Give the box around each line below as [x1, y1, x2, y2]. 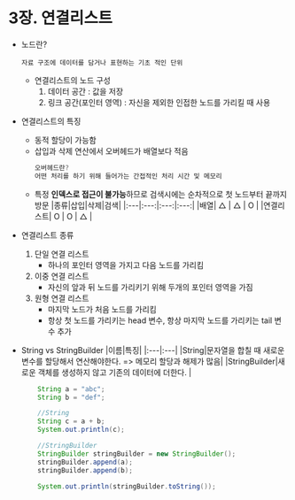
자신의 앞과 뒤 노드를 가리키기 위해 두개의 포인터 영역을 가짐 [47, 281, 253, 292]
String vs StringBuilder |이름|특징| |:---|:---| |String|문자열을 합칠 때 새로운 [20, 344, 285, 355]
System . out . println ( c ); [37, 426, 126, 435]
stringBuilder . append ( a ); [37, 458, 134, 466]
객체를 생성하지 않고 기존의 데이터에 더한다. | [37, 366, 192, 377]
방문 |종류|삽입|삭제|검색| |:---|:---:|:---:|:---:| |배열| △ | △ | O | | [34, 200, 264, 211]
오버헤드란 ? [34, 163, 70, 173]
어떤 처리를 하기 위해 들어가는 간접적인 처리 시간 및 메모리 [34, 172, 222, 181]
